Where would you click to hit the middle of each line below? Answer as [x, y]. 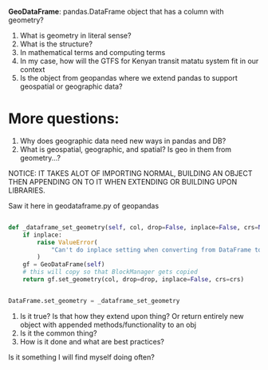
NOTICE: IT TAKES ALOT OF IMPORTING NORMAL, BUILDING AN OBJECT [130, 173]
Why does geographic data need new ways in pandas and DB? [123, 141]
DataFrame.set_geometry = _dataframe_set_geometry [94, 300]
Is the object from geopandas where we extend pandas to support [128, 78]
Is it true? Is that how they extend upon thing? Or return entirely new [132, 316]
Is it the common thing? [58, 333]
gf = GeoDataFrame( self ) [64, 265]
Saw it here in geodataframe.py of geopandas [84, 205]
